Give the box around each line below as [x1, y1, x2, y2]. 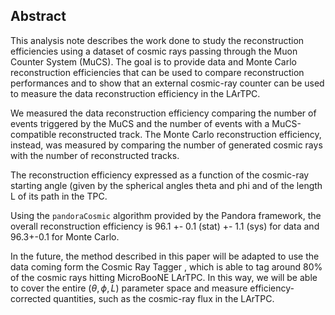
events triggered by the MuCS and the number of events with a [10, 117, 270, 129]
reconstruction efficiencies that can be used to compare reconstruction [10, 66, 305, 78]
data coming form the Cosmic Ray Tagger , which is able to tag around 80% [10, 260, 323, 273]
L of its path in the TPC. [10, 190, 108, 202]
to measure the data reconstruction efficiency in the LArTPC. [10, 87, 261, 99]
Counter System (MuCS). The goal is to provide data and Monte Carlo [10, 55, 297, 68]
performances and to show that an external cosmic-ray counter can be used [10, 77, 325, 89]
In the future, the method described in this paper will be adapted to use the [10, 250, 320, 262]
